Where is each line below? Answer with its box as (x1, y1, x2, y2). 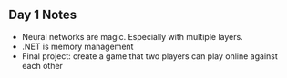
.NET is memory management (21, 41, 134, 52)
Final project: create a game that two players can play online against (21, 50, 279, 62)
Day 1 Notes (8, 7, 77, 23)
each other (21, 60, 63, 71)
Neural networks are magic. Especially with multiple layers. (21, 31, 243, 42)
